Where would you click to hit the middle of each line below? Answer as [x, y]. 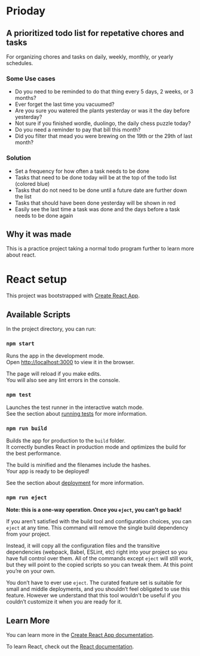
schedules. [20, 63]
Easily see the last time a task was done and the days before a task [97, 209]
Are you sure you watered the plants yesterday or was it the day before [102, 111]
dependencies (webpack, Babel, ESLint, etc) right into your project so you [97, 552]
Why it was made [39, 234]
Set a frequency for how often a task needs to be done [82, 171]
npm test [19, 395]
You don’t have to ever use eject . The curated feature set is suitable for [94, 583]
